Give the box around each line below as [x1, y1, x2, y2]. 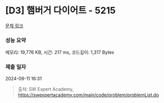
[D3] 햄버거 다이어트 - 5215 [5, 5, 116, 16]
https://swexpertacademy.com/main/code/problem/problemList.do [17, 92, 159, 98]
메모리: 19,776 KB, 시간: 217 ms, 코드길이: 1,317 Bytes [5, 49, 114, 55]
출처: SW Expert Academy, [17, 86, 74, 92]
